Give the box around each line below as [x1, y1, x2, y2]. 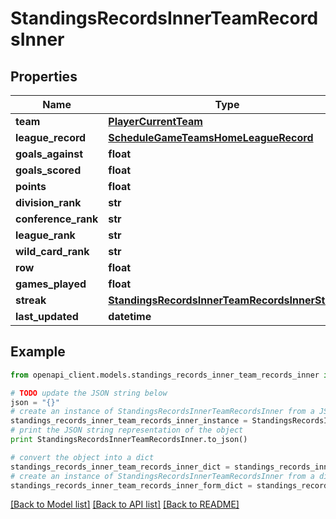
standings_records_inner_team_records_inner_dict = [10, 462, 230, 472]
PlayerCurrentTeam [108, 115, 203, 128]
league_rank [15, 228, 76, 242]
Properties [10, 68, 78, 85]
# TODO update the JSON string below [10, 388, 168, 398]
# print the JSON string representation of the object [10, 425, 244, 436]
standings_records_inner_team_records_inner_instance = [10, 416, 248, 426]
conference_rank [15, 212, 99, 226]
